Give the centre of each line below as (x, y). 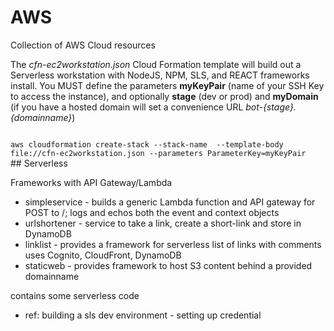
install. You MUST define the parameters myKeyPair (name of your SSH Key (167, 85)
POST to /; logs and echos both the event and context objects (152, 212)
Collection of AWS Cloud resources (83, 45)
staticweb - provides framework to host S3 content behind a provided (168, 265)
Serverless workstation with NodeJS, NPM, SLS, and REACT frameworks (160, 75)
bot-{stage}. (271, 107)
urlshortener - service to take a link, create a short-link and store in (163, 223)
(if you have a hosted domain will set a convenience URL (127, 107)
